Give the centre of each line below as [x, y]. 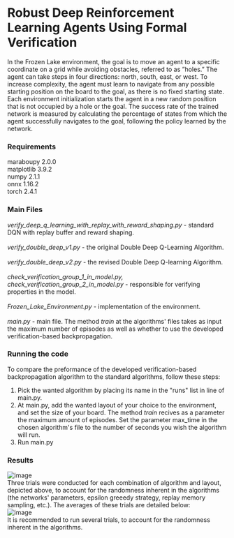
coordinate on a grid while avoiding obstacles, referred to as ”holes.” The [112, 69]
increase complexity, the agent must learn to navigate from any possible [111, 84]
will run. [29, 435]
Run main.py [35, 442]
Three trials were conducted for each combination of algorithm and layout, [114, 483]
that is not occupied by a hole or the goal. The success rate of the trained [113, 106]
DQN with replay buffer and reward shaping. [71, 232]
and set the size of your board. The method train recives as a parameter [121, 412]
